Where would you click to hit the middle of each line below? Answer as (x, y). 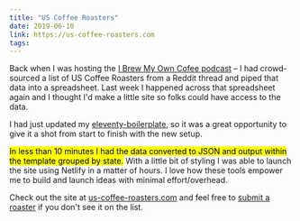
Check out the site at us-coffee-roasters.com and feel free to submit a (140, 198)
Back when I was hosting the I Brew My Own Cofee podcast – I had (134, 69)
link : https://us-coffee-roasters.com (82, 34)
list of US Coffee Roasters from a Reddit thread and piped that (164, 78)
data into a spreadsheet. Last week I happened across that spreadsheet (142, 87)
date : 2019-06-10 (42, 26)
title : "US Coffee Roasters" (64, 18)
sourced (25, 78)
